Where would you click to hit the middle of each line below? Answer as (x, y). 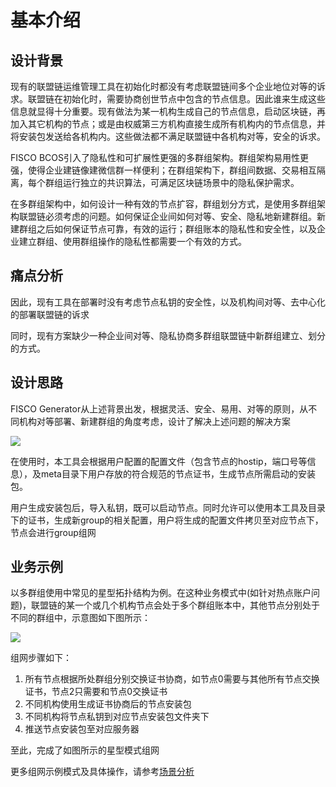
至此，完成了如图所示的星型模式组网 (85, 750)
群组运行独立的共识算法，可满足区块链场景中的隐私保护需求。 (172, 182)
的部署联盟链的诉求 (50, 314)
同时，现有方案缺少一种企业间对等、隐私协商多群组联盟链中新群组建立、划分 (168, 335)
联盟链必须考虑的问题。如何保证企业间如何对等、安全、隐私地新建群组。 (167, 216)
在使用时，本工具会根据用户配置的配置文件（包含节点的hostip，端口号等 (159, 461)
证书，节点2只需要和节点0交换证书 (96, 692)
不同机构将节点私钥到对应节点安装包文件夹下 (117, 717)
